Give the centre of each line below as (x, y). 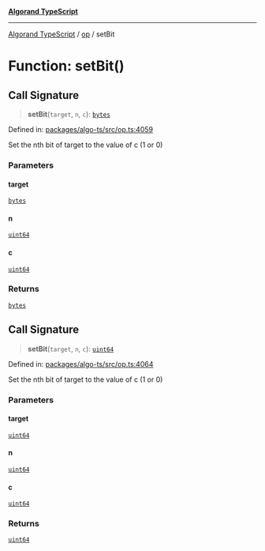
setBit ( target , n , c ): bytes (69, 114)
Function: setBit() (66, 66)
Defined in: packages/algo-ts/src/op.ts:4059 (81, 129)
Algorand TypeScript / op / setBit (62, 34)
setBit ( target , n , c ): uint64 (71, 349)
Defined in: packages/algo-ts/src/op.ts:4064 (81, 364)
